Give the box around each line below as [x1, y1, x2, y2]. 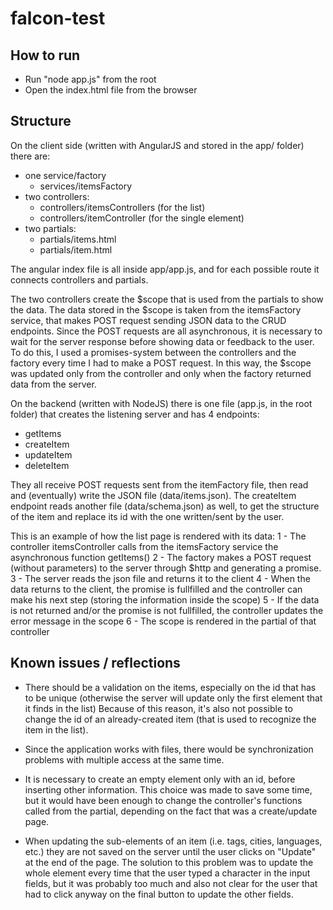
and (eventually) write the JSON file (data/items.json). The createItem [10, 489, 297, 501]
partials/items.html [39, 233, 117, 245]
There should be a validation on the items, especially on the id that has [24, 681, 317, 693]
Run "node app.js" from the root [24, 73, 157, 85]
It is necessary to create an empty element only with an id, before [24, 773, 296, 785]
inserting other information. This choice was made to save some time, [24, 783, 313, 796]
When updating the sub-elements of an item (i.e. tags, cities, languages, [24, 835, 323, 847]
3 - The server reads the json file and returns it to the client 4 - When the [10, 572, 311, 584]
